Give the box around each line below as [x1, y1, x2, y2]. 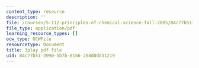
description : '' [6, 14, 46, 20]
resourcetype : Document [6, 42, 65, 48]
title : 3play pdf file [6, 47, 62, 53]
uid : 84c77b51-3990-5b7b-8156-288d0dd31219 [6, 53, 115, 59]
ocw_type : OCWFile [6, 36, 52, 42]
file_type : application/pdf [6, 25, 76, 31]
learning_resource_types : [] [6, 31, 78, 37]
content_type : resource [6, 8, 65, 15]
